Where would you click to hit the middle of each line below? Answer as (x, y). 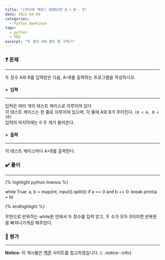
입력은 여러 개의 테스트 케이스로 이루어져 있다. (49, 106)
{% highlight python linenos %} (37, 182)
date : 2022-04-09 (23, 14)
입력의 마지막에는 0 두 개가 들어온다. (40, 123)
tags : (11, 28)
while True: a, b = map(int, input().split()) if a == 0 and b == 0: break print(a (81, 191)
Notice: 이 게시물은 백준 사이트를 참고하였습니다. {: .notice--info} (68, 253)
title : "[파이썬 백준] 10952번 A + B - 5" (46, 10)
